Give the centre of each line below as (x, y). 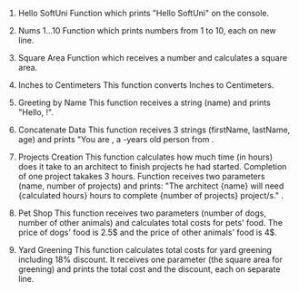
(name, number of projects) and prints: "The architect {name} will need (151, 186)
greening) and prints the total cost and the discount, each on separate (149, 269)
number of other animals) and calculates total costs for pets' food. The (150, 223)
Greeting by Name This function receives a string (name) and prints (144, 102)
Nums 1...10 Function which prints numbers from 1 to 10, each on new (147, 30)
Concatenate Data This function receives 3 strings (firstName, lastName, (154, 130)
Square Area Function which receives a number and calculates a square (153, 58)
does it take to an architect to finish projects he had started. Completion (152, 166)
